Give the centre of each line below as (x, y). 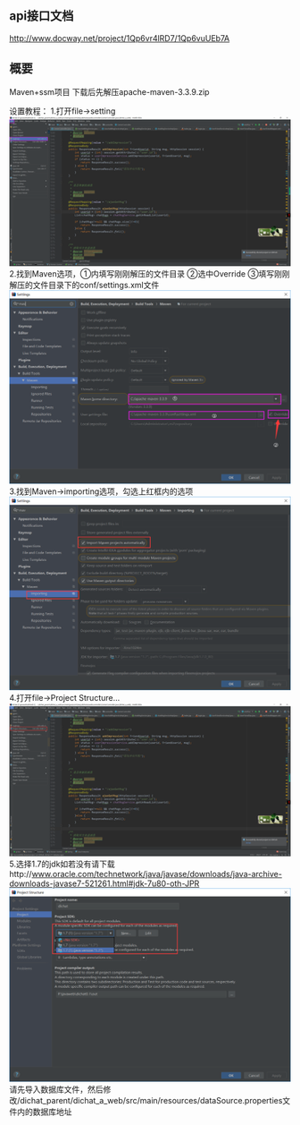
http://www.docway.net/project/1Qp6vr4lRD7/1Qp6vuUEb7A (120, 38)
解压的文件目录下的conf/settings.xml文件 (84, 286)
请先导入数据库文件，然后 (56, 1089)
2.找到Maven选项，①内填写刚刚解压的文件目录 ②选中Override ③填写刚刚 (150, 274)
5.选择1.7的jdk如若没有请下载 (62, 864)
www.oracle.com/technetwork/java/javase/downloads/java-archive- (157, 874)
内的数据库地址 (44, 1112)
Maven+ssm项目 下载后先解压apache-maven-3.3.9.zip (109, 91)
